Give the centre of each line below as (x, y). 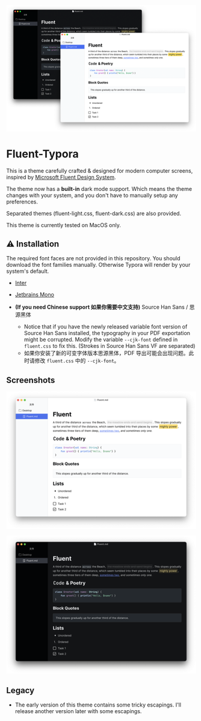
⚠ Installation (33, 244)
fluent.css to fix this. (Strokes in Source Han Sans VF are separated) (110, 346)
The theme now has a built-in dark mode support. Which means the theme (99, 188)
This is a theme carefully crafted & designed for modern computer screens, (100, 170)
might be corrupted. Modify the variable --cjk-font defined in (101, 339)
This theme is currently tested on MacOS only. (64, 225)
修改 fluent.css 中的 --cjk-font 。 (77, 360)
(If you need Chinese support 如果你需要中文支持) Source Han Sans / (101, 307)
